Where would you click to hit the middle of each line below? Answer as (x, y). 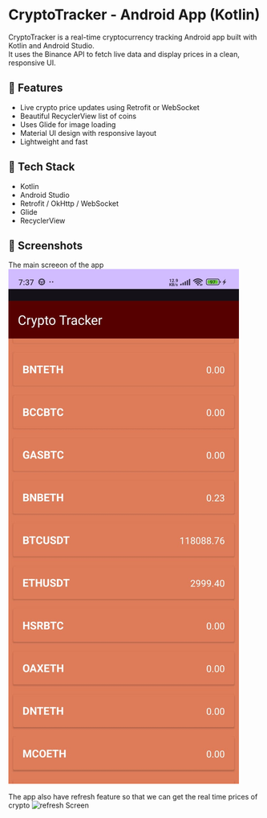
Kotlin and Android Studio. (51, 45)
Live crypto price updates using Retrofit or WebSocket (110, 107)
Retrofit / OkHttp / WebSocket (69, 203)
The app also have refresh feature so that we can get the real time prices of (133, 797)
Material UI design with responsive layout (88, 133)
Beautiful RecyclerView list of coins (78, 116)
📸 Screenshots (46, 246)
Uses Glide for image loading (68, 124)
